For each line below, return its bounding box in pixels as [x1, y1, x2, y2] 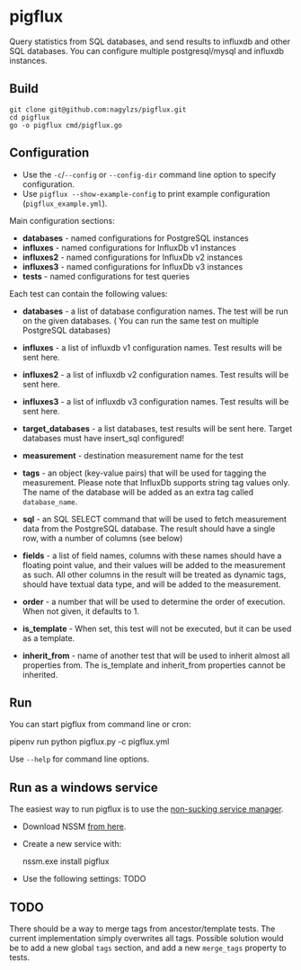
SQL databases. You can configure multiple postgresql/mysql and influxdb [9, 45, 285, 56]
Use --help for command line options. [9, 753, 150, 765]
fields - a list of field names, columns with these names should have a [22, 550, 282, 561]
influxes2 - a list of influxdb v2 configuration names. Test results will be [22, 369, 289, 379]
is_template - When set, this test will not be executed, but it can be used [22, 623, 292, 634]
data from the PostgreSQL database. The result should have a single [22, 523, 276, 534]
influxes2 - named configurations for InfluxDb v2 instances [22, 252, 243, 263]
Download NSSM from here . [22, 821, 127, 832]
